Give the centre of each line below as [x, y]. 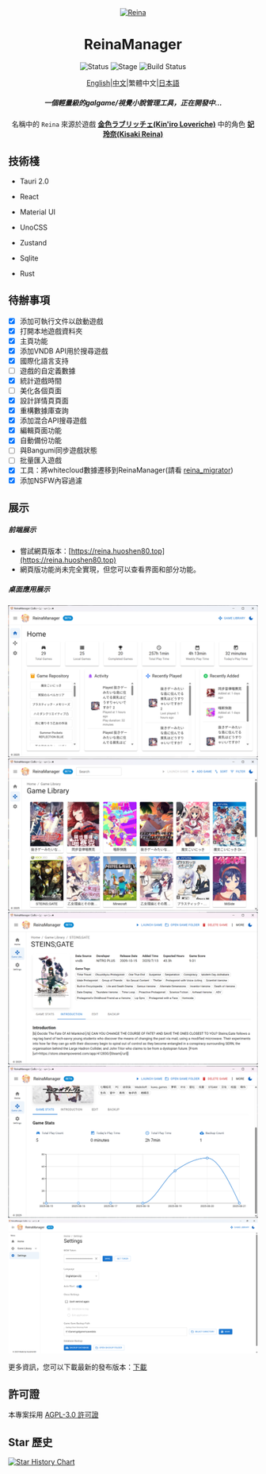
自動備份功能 [40, 441]
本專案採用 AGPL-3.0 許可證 [53, 1415]
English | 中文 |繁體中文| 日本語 [133, 83]
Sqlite [29, 258]
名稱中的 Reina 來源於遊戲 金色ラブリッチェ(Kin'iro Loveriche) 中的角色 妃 [133, 124]
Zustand [33, 242]
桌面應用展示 [29, 589]
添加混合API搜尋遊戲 [53, 421]
